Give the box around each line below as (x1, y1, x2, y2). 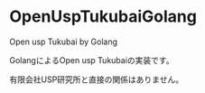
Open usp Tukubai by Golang (9, 36, 118, 47)
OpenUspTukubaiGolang (9, 6, 197, 27)
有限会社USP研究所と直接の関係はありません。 (9, 74, 183, 85)
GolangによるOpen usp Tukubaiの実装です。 (9, 54, 174, 65)
